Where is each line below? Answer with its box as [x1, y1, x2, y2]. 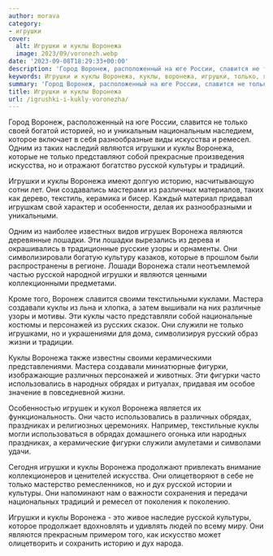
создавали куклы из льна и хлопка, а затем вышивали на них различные [8, 302, 262, 313]
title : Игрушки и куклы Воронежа [8, 87, 122, 96]
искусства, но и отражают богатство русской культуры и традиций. [8, 160, 245, 171]
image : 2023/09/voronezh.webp [15, 50, 118, 58]
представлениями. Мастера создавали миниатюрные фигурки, [8, 362, 229, 371]
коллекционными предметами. [8, 278, 117, 289]
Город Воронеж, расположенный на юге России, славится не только [8, 117, 248, 127]
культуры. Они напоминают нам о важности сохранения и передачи [8, 489, 248, 498]
